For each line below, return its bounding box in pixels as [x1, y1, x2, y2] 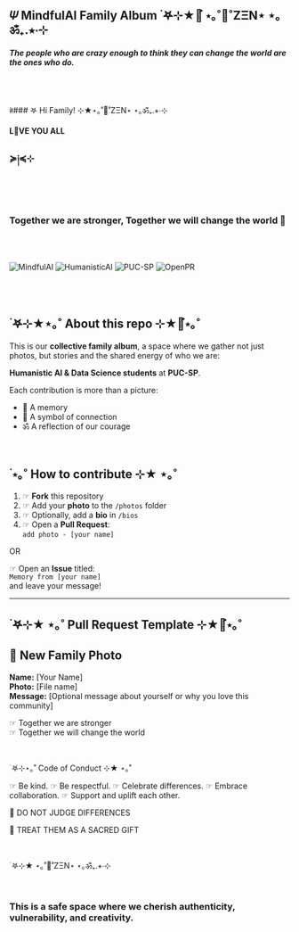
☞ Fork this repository [21, 491, 104, 501]
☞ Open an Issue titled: [9, 564, 95, 574]
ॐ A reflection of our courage [21, 421, 131, 432]
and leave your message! [9, 581, 101, 591]
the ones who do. [9, 56, 75, 68]
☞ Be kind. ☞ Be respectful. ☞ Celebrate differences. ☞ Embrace [9, 780, 247, 791]
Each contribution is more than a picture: [9, 384, 158, 395]
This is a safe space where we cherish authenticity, [9, 900, 236, 912]
